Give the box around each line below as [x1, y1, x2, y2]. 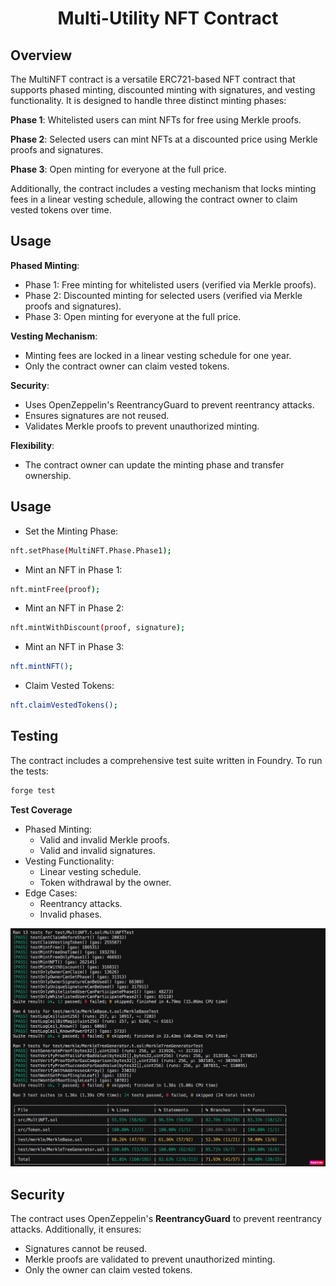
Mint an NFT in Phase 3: [24, 641, 125, 653]
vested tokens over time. [10, 204, 112, 216]
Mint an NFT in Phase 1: [24, 563, 123, 576]
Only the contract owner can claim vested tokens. [24, 360, 230, 372]
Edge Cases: [24, 887, 78, 899]
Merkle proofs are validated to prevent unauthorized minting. [24, 1253, 276, 1265]
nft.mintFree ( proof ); [10, 584, 101, 594]
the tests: [10, 765, 49, 777]
